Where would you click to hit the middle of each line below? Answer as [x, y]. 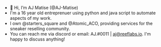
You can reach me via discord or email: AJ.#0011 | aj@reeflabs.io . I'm [80, 34]
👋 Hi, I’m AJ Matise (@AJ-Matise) [44, 8]
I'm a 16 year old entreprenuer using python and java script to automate [83, 13]
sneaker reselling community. [40, 29]
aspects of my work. [31, 18]
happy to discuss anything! [37, 39]
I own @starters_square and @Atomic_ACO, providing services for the [81, 23]
